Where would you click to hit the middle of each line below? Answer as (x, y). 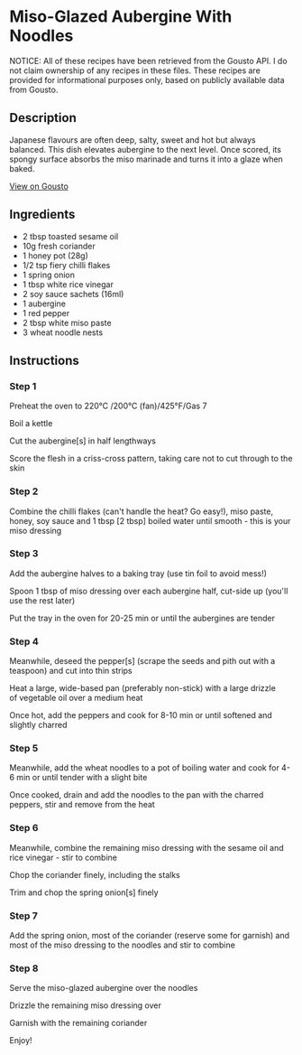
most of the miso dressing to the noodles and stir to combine (123, 945)
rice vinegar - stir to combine (64, 857)
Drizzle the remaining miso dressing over (86, 1005)
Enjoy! (21, 1041)
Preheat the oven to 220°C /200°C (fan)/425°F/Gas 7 (108, 406)
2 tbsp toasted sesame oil (70, 236)
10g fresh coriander (59, 246)
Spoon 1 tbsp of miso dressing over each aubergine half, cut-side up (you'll (149, 591)
